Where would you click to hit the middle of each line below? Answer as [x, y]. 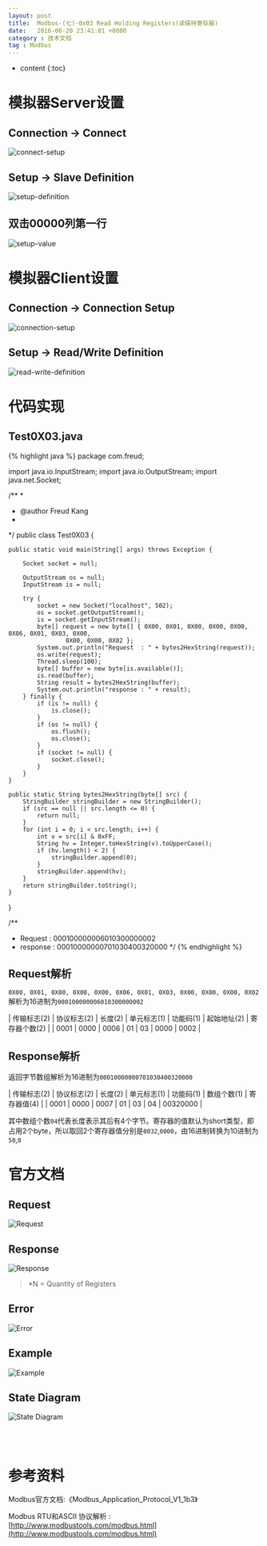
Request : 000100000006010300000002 [88, 938]
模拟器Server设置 [66, 103]
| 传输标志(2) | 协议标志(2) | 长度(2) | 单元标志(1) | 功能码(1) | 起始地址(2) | [129, 1019]
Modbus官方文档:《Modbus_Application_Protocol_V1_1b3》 [103, 1500]
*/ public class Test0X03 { [51, 535]
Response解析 [44, 1056]
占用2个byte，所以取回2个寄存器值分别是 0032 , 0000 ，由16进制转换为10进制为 [133, 1131]
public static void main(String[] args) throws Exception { [111, 549]
